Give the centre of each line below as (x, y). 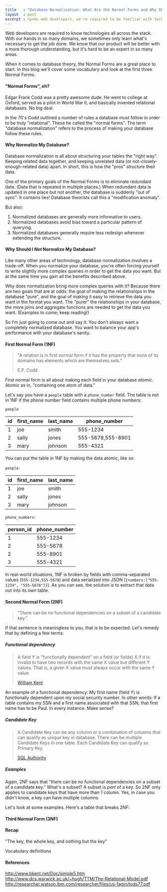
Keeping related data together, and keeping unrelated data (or (68, 161)
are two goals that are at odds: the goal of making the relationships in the (80, 291)
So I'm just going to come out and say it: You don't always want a (72, 322)
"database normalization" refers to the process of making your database (79, 128)
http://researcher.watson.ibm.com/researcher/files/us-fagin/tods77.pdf (78, 884)
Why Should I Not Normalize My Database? (50, 249)
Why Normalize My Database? (37, 145)
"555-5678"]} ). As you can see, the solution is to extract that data (87, 585)
